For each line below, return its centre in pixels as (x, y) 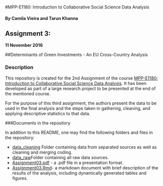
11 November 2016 (24, 45)
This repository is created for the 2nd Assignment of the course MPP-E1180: (81, 78)
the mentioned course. (28, 93)
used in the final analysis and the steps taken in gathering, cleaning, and (78, 108)
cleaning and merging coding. (42, 152)
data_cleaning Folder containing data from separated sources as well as (84, 147)
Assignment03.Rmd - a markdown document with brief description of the (85, 167)
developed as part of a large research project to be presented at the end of (81, 88)
